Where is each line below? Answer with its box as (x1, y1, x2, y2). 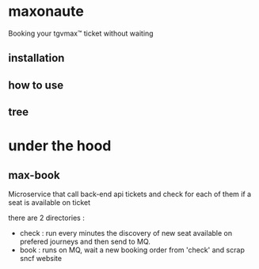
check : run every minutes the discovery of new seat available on (19, 229, 232, 238)
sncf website (19, 254, 62, 263)
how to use (8, 78, 64, 92)
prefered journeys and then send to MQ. (19, 237, 150, 247)
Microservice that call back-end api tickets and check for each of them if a (8, 189, 252, 199)
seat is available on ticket (8, 198, 91, 207)
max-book (8, 169, 61, 182)
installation (8, 51, 65, 65)
